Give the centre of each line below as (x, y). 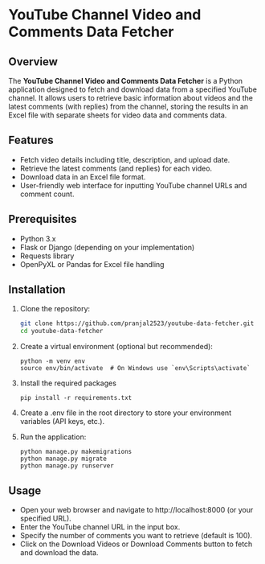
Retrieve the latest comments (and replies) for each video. (116, 168)
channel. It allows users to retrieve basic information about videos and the (130, 98)
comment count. (47, 194)
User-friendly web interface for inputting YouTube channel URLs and (133, 185)
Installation (37, 290)
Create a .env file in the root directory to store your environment (125, 413)
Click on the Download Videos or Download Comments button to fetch (136, 544)
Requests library (47, 256)
